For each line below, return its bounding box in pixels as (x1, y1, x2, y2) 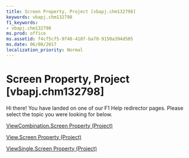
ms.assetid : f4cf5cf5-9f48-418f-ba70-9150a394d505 (6, 36, 133, 42)
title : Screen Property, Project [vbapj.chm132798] (6, 8, 136, 15)
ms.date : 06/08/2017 (6, 42, 57, 48)
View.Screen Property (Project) (6, 133, 82, 140)
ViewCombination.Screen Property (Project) (6, 122, 113, 129)
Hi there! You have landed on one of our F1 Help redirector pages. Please (6, 104, 184, 111)
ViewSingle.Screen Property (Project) (6, 145, 97, 152)
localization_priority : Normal (6, 47, 83, 53)
